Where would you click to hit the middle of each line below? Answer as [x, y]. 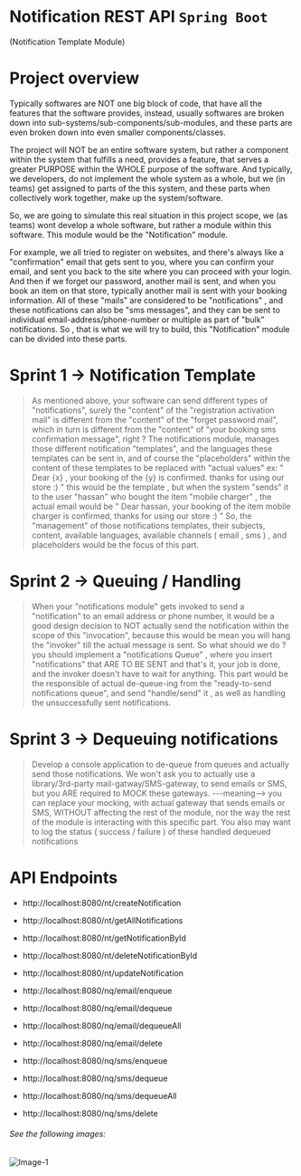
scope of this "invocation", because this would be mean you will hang [161, 635]
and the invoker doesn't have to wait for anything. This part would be [160, 674]
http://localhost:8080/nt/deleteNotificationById [110, 955]
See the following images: [58, 1134]
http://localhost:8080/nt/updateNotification [103, 973]
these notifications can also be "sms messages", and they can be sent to [145, 310]
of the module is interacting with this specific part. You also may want [161, 822]
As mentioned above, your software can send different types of [150, 400]
